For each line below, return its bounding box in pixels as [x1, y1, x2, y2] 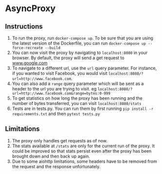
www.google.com [12, 60, 48, 66]
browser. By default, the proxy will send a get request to [12, 55, 125, 61]
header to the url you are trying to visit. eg [12, 86, 97, 91]
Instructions [5, 22, 43, 31]
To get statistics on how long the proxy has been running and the [12, 95, 143, 101]
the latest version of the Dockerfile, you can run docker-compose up [12, 40, 146, 46]
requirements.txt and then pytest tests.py [12, 111, 100, 117]
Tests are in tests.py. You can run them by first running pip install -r [12, 105, 154, 111]
